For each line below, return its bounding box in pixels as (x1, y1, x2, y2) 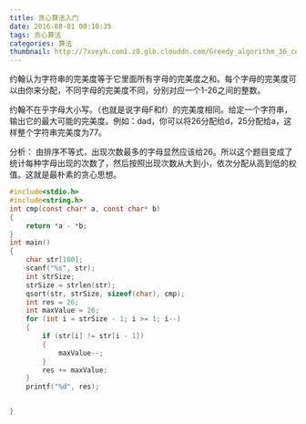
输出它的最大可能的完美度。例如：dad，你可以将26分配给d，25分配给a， (9, 116, 284, 127)
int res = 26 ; (25, 297, 79, 306)
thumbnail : (9, 47, 51, 57)
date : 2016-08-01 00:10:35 (9, 22, 112, 31)
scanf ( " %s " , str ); (25, 264, 96, 273)
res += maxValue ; (42, 366, 107, 375)
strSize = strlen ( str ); (25, 280, 117, 290)
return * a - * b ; (25, 221, 88, 231)
